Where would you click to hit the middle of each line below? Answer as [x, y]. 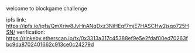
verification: [31, 32]
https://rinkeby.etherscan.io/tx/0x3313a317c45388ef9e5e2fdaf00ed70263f [97, 38]
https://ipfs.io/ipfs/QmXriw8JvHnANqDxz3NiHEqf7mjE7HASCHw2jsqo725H [97, 26]
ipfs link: [16, 20]
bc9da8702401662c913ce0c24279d [50, 44]
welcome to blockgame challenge [47, 8]
